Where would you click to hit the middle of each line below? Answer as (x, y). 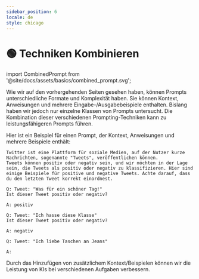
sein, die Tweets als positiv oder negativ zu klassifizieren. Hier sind (100, 168)
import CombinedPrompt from (43, 74)
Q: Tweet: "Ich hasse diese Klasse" (52, 216)
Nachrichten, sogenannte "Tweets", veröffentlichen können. (83, 158)
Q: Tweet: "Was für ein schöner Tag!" (54, 189)
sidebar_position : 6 (32, 12)
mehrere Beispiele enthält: (38, 142)
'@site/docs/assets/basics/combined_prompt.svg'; (69, 81)
